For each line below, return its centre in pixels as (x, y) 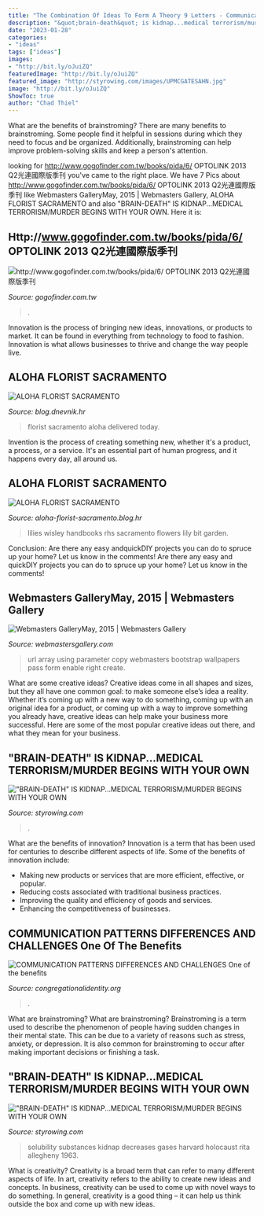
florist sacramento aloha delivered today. (93, 426)
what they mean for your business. (64, 733)
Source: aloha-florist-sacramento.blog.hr (75, 518)
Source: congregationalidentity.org (65, 988)
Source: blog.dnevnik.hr (47, 411)
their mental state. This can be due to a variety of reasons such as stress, (127, 1035)
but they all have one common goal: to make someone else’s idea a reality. (128, 691)
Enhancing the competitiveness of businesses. (95, 908)
